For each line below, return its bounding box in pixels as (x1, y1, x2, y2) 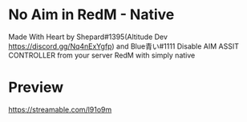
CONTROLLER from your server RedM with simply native (8, 50, 196, 60)
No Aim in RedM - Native (8, 6, 175, 24)
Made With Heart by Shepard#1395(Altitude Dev (8, 32, 168, 41)
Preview (8, 78, 64, 96)
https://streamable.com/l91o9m (8, 104, 112, 114)
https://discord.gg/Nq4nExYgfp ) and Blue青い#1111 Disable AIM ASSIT (8, 41, 239, 51)
